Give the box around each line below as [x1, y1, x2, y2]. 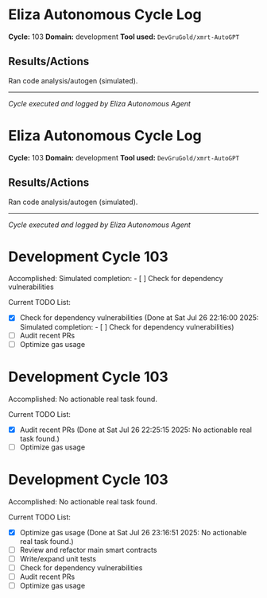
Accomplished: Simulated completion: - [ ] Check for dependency [8, 274, 224, 284]
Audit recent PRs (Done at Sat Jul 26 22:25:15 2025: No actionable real [19, 425, 253, 434]
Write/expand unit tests [19, 554, 97, 563]
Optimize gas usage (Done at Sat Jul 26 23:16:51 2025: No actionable [19, 527, 247, 537]
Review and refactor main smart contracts [19, 545, 157, 554]
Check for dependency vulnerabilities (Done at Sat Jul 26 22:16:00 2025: [19, 313, 259, 322]
